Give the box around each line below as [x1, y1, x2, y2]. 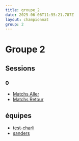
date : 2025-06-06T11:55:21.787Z [5, 12, 74, 17]
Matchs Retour [12, 97, 44, 103]
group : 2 [5, 21, 24, 27]
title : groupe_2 [5, 7, 40, 13]
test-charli [12, 125, 35, 131]
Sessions [5, 64, 36, 73]
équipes [5, 111, 32, 120]
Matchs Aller [12, 91, 40, 97]
